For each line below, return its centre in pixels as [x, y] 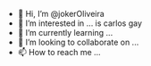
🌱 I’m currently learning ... [65, 33]
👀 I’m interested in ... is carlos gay [80, 23]
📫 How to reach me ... [59, 52]
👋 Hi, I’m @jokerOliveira [61, 14]
